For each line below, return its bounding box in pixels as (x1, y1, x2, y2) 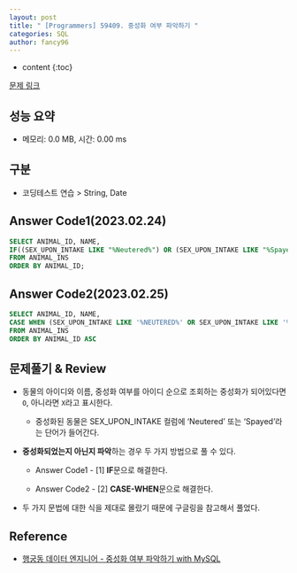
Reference (9, 529, 68, 544)
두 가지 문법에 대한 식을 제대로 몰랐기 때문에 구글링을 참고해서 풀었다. (21, 502, 261, 514)
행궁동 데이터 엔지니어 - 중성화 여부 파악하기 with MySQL (21, 554, 221, 564)
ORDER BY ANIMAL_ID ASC (9, 334, 97, 344)
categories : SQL (9, 29, 69, 38)
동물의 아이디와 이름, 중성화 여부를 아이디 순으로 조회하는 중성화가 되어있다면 (21, 386, 287, 397)
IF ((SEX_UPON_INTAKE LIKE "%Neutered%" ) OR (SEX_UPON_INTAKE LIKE (9, 245, 259, 254)
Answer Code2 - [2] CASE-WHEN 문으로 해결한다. (34, 484, 214, 494)
